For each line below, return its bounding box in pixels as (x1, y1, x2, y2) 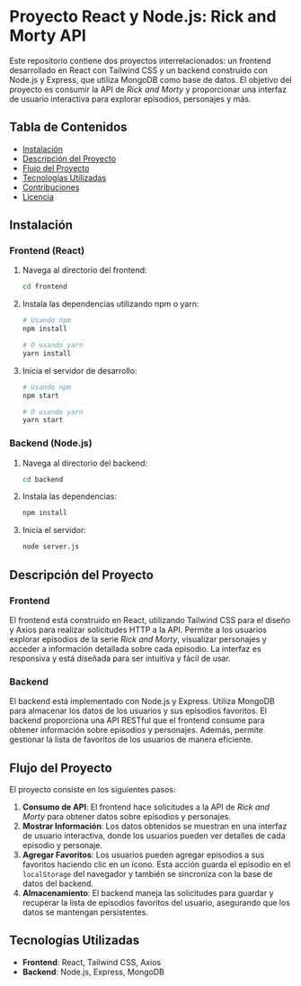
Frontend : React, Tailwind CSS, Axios (22, 956, 162, 967)
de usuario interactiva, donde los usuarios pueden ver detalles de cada (22, 830, 286, 841)
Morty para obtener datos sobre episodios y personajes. (22, 811, 232, 822)
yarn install (22, 348, 72, 357)
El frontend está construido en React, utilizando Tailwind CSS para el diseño (9, 614, 290, 625)
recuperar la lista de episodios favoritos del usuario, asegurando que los (22, 898, 290, 909)
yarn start (22, 416, 64, 425)
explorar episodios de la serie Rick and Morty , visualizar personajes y (9, 633, 267, 645)
